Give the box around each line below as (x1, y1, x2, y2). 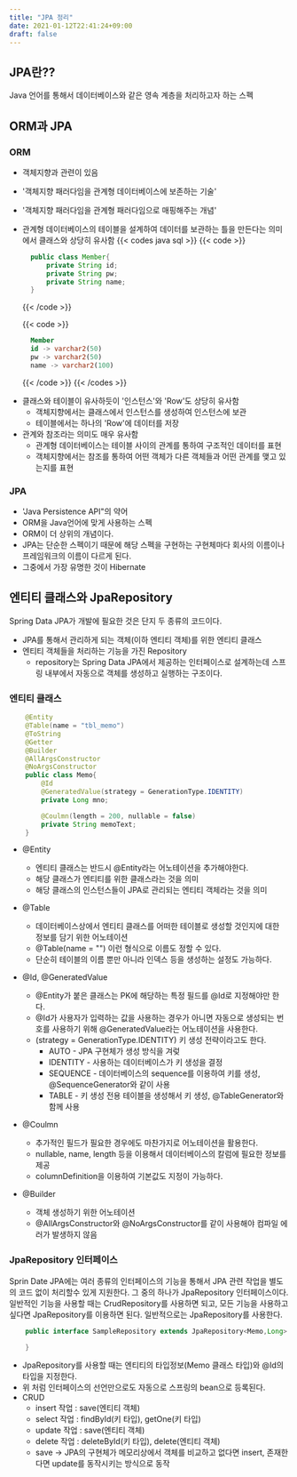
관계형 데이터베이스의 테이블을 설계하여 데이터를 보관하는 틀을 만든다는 (21, 223, 267, 234)
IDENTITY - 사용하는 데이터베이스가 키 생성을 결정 (48, 1057, 223, 1068)
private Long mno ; (41, 795, 109, 805)
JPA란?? (9, 64, 56, 80)
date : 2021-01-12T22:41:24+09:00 (9, 21, 133, 30)
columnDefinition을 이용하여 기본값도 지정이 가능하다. (35, 1171, 223, 1182)
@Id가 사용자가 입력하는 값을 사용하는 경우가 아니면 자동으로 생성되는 (35, 1013, 275, 1023)
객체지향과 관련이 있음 (21, 166, 99, 178)
